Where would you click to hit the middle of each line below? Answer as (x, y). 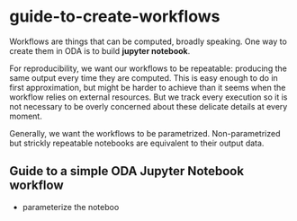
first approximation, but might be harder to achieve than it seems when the (148, 87)
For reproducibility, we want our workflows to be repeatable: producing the (148, 68)
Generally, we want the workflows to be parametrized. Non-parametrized (145, 133)
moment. (26, 116)
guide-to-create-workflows (115, 17)
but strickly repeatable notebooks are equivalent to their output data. (137, 143)
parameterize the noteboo (71, 207)
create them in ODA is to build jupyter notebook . (100, 50)
